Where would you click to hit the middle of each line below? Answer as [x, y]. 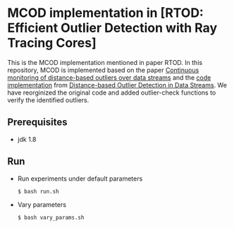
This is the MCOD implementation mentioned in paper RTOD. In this [105, 62]
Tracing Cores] [52, 43]
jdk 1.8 [27, 139]
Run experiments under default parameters [80, 179]
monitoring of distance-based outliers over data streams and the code [109, 77]
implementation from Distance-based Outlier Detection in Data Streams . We [117, 85]
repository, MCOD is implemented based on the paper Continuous [103, 70]
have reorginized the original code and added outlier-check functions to [112, 92]
